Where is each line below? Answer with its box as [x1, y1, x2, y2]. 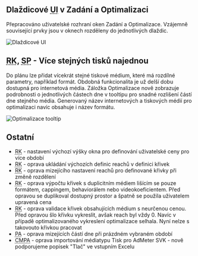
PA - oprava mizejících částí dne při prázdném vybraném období [14, 230, 172, 238]
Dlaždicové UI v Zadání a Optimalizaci [6, 5, 149, 15]
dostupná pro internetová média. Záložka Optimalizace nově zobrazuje [6, 84, 180, 91]
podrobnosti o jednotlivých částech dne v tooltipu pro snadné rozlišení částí [6, 91, 192, 98]
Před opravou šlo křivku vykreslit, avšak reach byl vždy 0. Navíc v [14, 211, 177, 218]
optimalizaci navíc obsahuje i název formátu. [6, 103, 115, 110]
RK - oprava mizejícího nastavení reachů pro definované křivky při [14, 167, 177, 174]
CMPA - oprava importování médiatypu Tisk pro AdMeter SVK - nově [14, 237, 184, 244]
